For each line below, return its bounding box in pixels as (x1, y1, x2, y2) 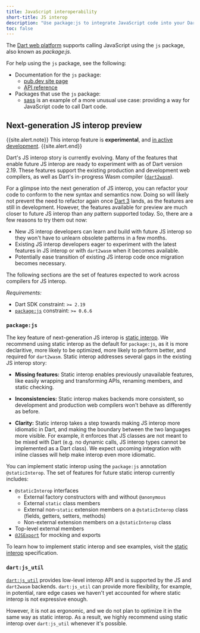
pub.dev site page (23, 78, 68, 85)
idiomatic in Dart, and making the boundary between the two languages (14, 426, 190, 433)
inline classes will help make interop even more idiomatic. (14, 451, 156, 459)
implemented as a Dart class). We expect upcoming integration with (14, 445, 182, 452)
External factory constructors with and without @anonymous (23, 493, 166, 500)
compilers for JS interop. (6, 278, 67, 285)
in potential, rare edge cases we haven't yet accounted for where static (6, 589, 181, 596)
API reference (23, 84, 58, 91)
